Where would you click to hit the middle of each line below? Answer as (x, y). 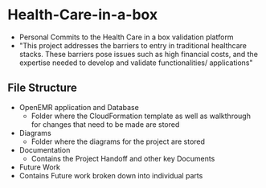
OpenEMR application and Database (79, 107)
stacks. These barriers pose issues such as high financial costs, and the (139, 54)
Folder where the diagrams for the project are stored (118, 141)
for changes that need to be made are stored (105, 124)
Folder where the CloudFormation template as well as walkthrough (141, 116)
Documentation (45, 149)
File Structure (42, 88)
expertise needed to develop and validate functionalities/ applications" (136, 63)
